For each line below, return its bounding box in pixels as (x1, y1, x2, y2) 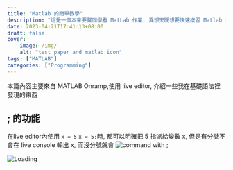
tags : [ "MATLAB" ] (7, 56, 58, 62)
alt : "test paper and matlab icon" (19, 49, 123, 56)
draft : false (7, 29, 45, 37)
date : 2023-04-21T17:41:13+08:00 (7, 23, 104, 30)
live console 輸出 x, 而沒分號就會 (20, 141, 114, 149)
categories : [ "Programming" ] (7, 62, 92, 69)
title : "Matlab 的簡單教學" (7, 10, 83, 17)
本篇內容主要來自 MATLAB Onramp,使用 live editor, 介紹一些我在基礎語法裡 (7, 81, 221, 90)
